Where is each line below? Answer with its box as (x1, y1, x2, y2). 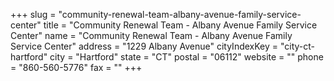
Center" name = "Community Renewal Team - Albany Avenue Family (10, 30, 293, 41)
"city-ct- (279, 40, 316, 52)
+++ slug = (10, 9, 57, 20)
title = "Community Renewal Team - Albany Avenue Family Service (43, 19, 318, 31)
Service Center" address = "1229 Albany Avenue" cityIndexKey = (10, 40, 279, 52)
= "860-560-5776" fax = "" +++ (10, 62, 143, 73)
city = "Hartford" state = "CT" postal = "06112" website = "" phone (49, 51, 324, 63)
